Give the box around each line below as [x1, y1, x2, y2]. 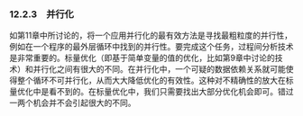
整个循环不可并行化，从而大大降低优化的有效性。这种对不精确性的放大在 [16, 75, 286, 86]
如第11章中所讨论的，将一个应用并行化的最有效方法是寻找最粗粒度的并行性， [9, 30, 293, 41]
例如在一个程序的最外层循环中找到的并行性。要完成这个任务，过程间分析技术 [9, 41, 294, 52]
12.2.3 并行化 [9, 7, 75, 20]
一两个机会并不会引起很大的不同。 [9, 97, 136, 109]
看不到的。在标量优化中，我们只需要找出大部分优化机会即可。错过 [48, 86, 294, 97]
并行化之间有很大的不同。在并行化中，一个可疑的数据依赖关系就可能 [32, 64, 286, 75]
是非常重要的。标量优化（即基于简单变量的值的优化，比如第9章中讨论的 [9, 52, 275, 64]
